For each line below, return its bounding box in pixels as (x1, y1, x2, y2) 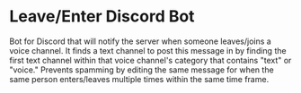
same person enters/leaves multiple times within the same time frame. (9, 73, 270, 84)
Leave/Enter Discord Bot (9, 6, 195, 27)
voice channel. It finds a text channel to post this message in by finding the (9, 45, 287, 55)
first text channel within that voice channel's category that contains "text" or (9, 55, 292, 65)
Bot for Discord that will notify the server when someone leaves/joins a (9, 36, 271, 46)
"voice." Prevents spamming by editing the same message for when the (9, 64, 274, 75)
